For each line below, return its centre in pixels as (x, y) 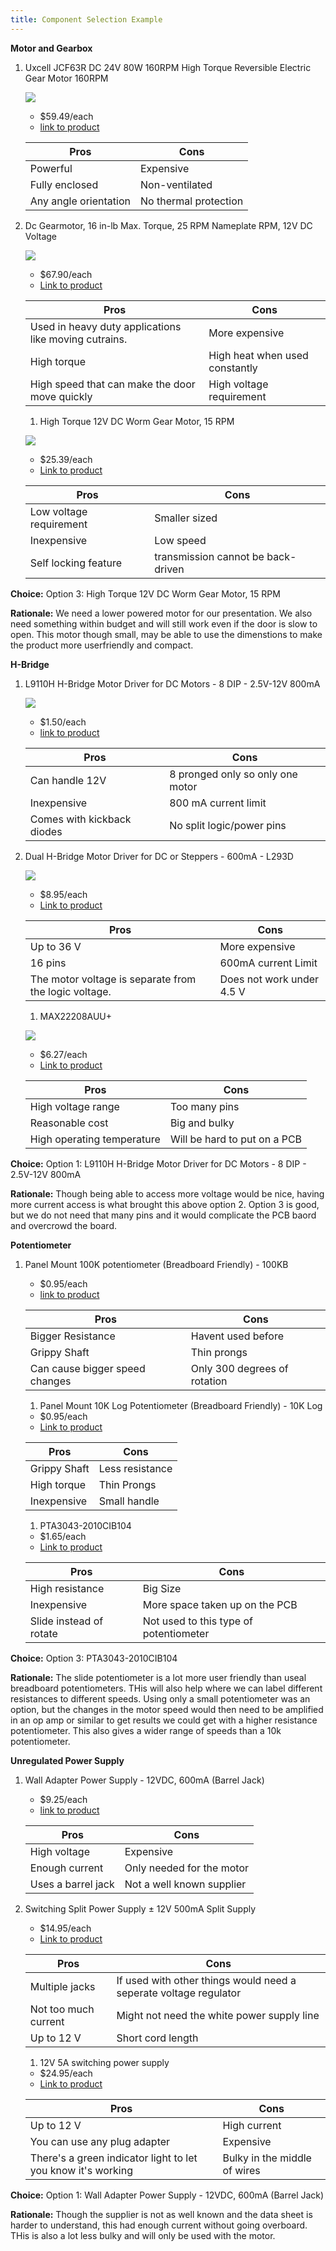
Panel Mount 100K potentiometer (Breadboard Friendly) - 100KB (156, 1264)
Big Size (162, 1588)
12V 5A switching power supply (104, 2062)
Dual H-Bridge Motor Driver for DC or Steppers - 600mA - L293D (159, 856)
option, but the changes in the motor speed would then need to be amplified (167, 1709)
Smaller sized (186, 518)
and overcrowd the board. (64, 1225)
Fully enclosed (64, 184)
